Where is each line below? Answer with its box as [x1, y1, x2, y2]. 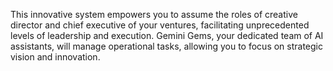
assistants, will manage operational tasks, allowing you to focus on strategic [10, 40, 324, 52]
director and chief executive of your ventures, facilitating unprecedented [10, 19, 310, 31]
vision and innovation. [10, 51, 101, 63]
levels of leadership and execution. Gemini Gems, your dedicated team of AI [10, 30, 324, 41]
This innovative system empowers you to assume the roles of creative [10, 9, 298, 20]
